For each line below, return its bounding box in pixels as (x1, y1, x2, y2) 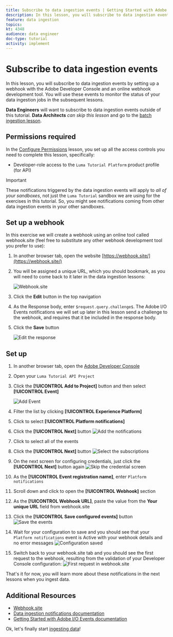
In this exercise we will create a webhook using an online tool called (6, 232, 149, 238)
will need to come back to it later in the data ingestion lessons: (13, 274, 146, 280)
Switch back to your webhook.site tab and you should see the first (13, 550, 153, 556)
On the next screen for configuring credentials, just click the (13, 458, 141, 465)
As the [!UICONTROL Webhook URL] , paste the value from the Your (13, 498, 158, 504)
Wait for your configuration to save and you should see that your (13, 529, 150, 535)
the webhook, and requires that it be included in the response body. (13, 314, 157, 321)
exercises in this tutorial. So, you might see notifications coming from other (6, 198, 165, 204)
